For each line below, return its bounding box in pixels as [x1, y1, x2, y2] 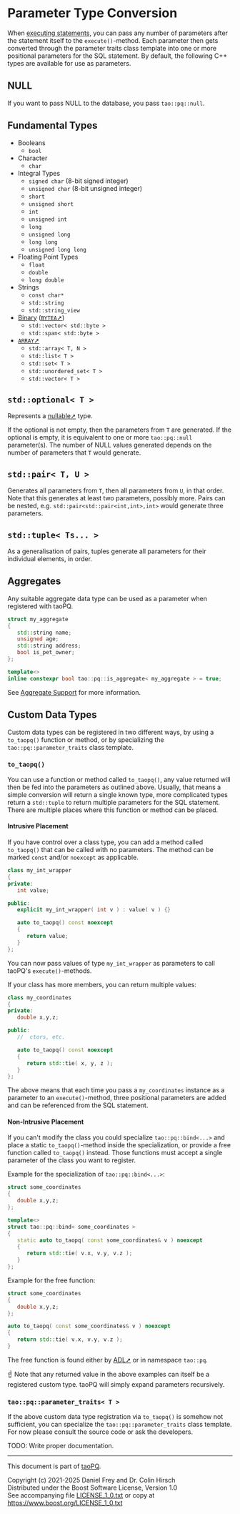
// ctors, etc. [16, 1034, 66, 1041]
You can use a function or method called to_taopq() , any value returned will [7, 775, 231, 783]
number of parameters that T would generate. [7, 448, 141, 457]
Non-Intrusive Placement [7, 1117, 84, 1126]
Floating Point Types [17, 252, 79, 261]
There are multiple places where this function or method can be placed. [7, 806, 219, 814]
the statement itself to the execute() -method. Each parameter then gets [7, 36, 219, 44]
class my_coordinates [7, 994, 72, 1001]
